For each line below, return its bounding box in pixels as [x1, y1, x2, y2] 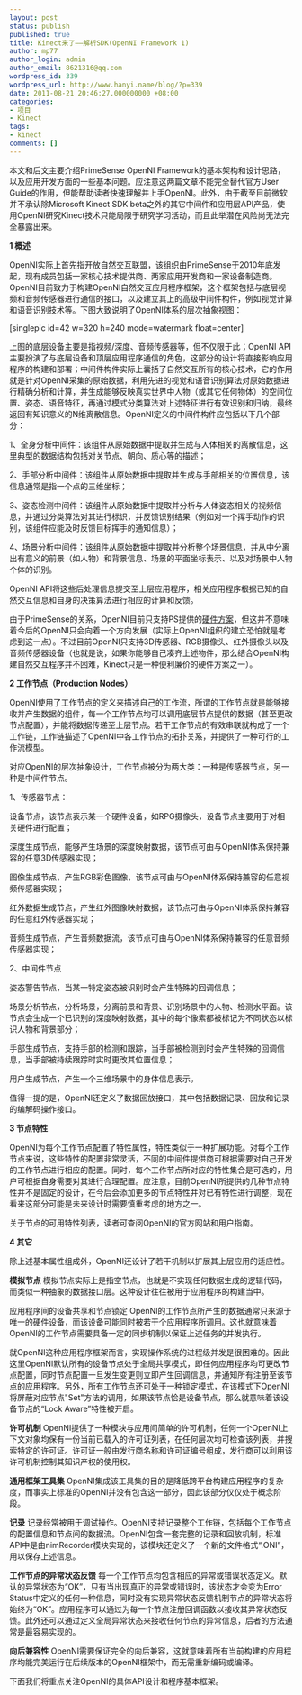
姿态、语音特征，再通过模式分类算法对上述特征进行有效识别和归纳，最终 [24, 397, 293, 408]
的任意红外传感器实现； [9, 913, 96, 924]
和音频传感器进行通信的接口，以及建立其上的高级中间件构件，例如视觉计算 [16, 293, 293, 304]
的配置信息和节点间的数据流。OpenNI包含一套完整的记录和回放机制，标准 [9, 1528, 282, 1539]
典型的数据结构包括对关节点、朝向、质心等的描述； [16, 450, 207, 460]
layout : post [9, 13, 58, 23]
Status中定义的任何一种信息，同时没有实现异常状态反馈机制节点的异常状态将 [9, 1592, 293, 1603]
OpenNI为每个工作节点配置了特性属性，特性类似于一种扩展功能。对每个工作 [9, 1142, 290, 1153]
